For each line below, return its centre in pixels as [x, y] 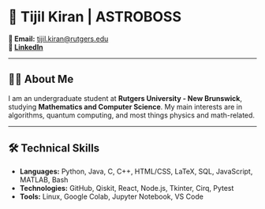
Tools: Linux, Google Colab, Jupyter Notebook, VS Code [111, 196]
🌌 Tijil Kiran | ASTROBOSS [95, 17]
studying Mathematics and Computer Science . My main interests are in [125, 106]
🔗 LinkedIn [26, 47]
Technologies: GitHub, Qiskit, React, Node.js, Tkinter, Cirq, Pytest [127, 188]
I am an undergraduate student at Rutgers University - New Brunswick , [125, 98]
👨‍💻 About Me [41, 79]
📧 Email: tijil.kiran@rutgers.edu [58, 39]
